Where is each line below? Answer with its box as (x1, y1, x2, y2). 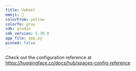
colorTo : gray (5, 21, 36, 27)
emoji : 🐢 (5, 12, 24, 17)
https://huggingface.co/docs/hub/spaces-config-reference (5, 59, 131, 66)
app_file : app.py (5, 36, 43, 41)
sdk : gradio (5, 26, 31, 31)
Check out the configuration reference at (5, 54, 92, 60)
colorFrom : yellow (5, 17, 45, 22)
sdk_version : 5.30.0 (5, 31, 50, 36)
